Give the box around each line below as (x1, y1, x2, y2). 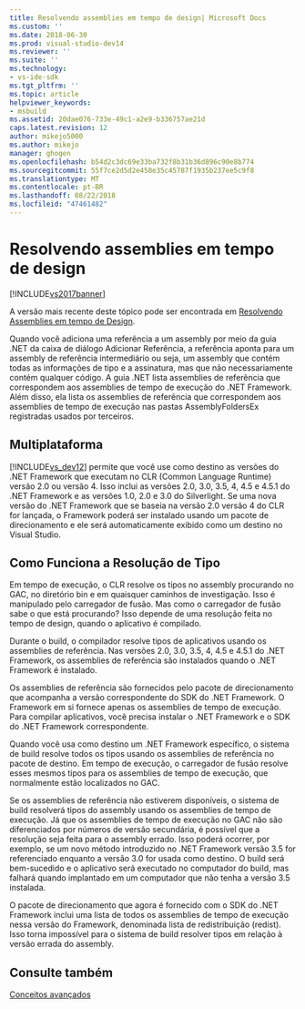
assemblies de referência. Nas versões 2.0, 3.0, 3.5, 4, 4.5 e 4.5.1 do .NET (9, 646, 285, 657)
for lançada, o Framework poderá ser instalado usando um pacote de (9, 509, 269, 520)
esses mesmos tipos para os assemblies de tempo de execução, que (9, 768, 269, 779)
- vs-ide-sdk (9, 73, 59, 82)
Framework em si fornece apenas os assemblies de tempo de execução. (9, 702, 281, 713)
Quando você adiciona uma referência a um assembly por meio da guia (9, 333, 277, 344)
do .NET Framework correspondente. (9, 721, 149, 732)
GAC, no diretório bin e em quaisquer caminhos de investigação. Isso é (9, 589, 276, 600)
